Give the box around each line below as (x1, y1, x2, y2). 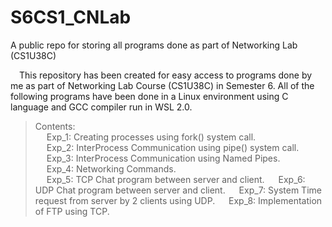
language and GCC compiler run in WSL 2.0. (10, 101, 193, 113)
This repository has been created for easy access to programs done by (19, 69, 313, 81)
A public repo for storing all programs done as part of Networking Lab (10, 39, 298, 51)
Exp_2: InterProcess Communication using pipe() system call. (46, 141, 300, 153)
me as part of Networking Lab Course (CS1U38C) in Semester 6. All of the (10, 79, 315, 91)
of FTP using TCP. (34, 205, 110, 217)
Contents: (34, 120, 76, 132)
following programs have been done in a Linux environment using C (10, 90, 289, 102)
